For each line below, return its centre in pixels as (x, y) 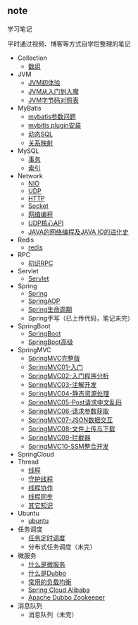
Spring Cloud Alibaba (59, 590)
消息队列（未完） (53, 614)
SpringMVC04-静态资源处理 (69, 393)
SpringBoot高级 (51, 342)
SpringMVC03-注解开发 (62, 384)
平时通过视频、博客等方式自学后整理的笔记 (69, 44)
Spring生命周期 (50, 309)
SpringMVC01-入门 (55, 367)
